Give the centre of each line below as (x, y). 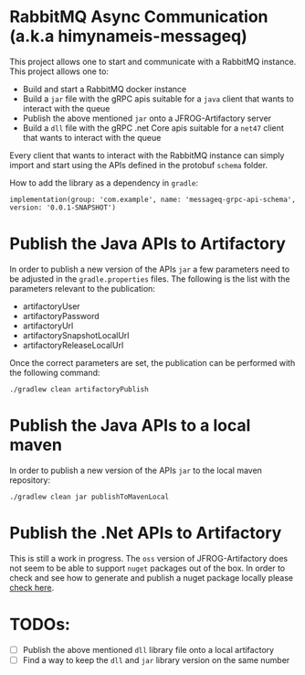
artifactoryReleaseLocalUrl (73, 345)
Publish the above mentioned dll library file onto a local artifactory (148, 649)
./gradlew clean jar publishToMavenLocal (89, 497)
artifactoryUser (51, 306)
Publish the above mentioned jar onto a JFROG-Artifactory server (147, 118)
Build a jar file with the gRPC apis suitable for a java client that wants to (158, 99)
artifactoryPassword (61, 316)
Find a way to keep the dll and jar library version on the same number (156, 659)
